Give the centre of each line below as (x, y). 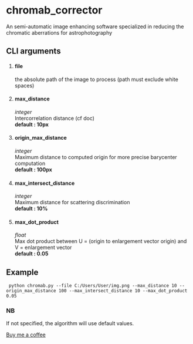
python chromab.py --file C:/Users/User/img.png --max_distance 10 (93, 286)
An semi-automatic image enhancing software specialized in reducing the (95, 26)
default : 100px (33, 169)
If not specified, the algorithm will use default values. (70, 323)
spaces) (24, 85)
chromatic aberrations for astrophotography (59, 32)
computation (30, 163)
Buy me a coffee (26, 335)
